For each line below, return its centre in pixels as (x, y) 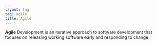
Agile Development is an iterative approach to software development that (78, 32)
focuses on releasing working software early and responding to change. (78, 37)
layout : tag (17, 9)
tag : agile (16, 14)
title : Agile (18, 18)
